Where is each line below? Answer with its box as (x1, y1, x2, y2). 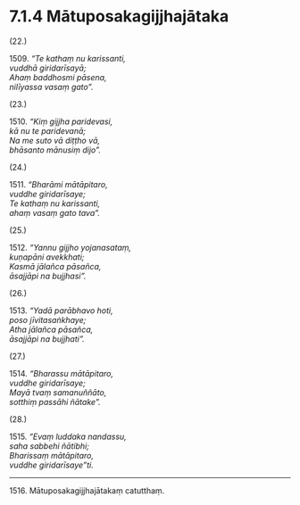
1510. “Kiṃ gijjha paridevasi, (9, 116, 113, 127)
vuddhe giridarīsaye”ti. (9, 459, 94, 470)
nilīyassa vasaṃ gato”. (9, 81, 94, 92)
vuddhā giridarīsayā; (9, 62, 87, 73)
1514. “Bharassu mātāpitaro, (9, 368, 114, 378)
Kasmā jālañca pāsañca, (9, 261, 102, 271)
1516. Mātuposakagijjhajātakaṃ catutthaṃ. (9, 484, 165, 496)
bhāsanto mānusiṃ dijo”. (9, 145, 101, 155)
